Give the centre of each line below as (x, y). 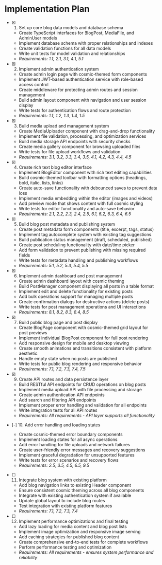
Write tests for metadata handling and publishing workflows (78, 260)
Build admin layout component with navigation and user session (82, 100)
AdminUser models (38, 38)
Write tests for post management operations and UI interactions (82, 307)
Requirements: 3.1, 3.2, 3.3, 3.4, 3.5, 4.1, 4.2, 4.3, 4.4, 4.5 (75, 157)
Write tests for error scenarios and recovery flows (69, 460)
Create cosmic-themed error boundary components (71, 434)
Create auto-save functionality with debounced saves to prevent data (88, 188)
